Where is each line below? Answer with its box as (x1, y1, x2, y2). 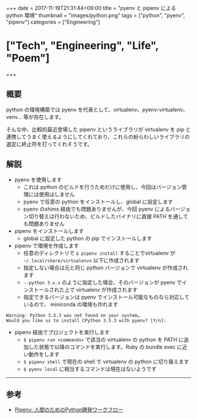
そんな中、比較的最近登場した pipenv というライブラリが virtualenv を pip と (6, 126, 191, 133)
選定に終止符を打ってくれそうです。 (6, 140, 93, 147)
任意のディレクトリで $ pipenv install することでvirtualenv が (23, 249, 176, 256)
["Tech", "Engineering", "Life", (6, 39, 159, 52)
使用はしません (39, 191, 75, 198)
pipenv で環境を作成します (14, 242, 79, 249)
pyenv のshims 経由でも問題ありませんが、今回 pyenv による (23, 205, 170, 212)
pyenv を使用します (14, 176, 62, 183)
